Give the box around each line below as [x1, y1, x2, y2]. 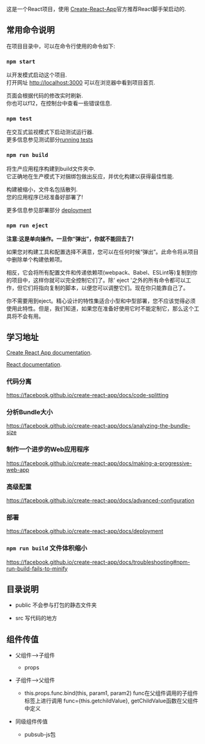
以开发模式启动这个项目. [6, 71, 67, 78]
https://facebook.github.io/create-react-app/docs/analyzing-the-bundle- [6, 422, 191, 430]
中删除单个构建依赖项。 [6, 256, 65, 263]
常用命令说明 [6, 25, 55, 36]
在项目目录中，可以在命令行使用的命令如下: [6, 42, 116, 50]
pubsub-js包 [24, 731, 56, 738]
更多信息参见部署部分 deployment [6, 206, 92, 213]
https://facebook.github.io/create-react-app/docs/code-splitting [6, 392, 169, 399]
